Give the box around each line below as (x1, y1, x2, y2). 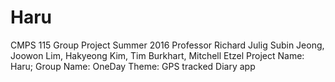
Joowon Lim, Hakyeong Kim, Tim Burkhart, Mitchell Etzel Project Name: (10, 49, 305, 61)
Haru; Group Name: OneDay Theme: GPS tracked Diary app (10, 60, 256, 72)
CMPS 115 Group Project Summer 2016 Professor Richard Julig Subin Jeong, (10, 39, 325, 51)
